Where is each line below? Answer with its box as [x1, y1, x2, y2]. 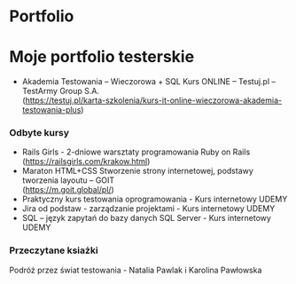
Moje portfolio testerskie [9, 47, 195, 67]
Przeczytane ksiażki [9, 244, 99, 256]
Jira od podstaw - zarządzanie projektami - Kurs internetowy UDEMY [21, 203, 276, 214]
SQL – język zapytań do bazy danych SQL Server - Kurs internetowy [21, 213, 272, 224]
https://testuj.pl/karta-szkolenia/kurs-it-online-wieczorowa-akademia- [25, 95, 282, 106]
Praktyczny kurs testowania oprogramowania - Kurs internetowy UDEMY [21, 193, 288, 205]
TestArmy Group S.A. [21, 86, 100, 97]
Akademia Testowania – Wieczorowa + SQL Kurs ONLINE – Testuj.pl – [21, 76, 277, 87]
